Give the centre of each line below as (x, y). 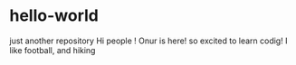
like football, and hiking (53, 50)
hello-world (54, 16)
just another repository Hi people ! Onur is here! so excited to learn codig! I (148, 41)
